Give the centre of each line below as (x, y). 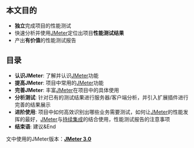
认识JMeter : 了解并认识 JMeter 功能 (57, 75)
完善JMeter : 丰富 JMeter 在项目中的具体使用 (67, 90)
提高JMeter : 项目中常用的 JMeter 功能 (59, 83)
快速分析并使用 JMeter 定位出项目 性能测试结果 (69, 33)
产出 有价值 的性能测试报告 (45, 40)
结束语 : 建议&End (35, 126)
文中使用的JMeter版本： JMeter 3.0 (49, 139)
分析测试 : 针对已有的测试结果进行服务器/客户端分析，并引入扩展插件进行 (101, 97)
